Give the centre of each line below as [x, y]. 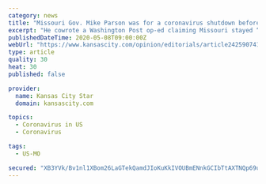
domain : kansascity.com [54, 103]
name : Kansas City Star [54, 96]
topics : [21, 118]
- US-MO [28, 154]
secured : [23, 168]
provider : [25, 88]
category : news [33, 15]
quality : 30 [28, 60]
